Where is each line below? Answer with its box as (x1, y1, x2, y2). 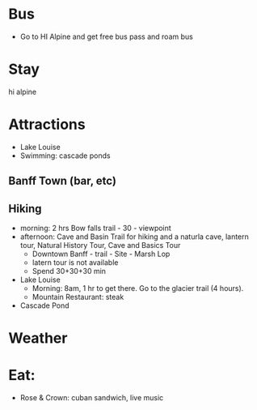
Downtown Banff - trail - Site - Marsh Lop (32, 249, 171, 259)
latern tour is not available (32, 258, 119, 267)
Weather (8, 329, 68, 348)
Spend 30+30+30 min (32, 267, 107, 276)
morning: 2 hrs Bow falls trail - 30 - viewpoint (19, 224, 171, 233)
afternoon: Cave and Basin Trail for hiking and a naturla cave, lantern (19, 232, 249, 241)
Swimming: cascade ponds (19, 151, 111, 160)
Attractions (8, 115, 86, 134)
